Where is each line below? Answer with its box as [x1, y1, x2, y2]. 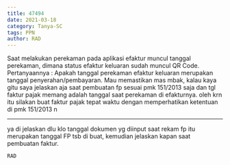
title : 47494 [7, 10, 44, 17]
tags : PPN [7, 29, 36, 36]
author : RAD [7, 36, 41, 42]
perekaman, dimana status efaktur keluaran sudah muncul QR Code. [7, 62, 200, 70]
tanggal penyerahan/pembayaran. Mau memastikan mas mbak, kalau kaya [7, 76, 217, 84]
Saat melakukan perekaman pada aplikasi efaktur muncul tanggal [7, 54, 192, 62]
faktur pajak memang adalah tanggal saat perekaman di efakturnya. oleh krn [7, 90, 222, 99]
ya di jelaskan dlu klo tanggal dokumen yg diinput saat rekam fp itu [7, 125, 196, 134]
